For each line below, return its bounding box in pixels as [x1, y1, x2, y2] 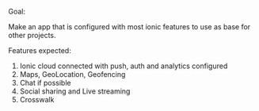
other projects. [8, 31, 57, 40]
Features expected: [8, 46, 71, 55]
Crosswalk [19, 95, 55, 104]
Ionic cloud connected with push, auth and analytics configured [19, 61, 228, 71]
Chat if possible [19, 78, 71, 87]
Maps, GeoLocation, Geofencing [19, 70, 126, 78]
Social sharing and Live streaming [19, 86, 131, 96]
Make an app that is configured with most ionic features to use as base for [8, 22, 251, 31]
